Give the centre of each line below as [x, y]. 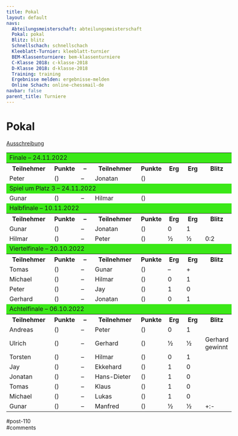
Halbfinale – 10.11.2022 [45, 208]
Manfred [107, 406]
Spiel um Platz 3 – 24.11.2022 [53, 188]
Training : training [36, 74]
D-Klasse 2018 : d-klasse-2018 [50, 68]
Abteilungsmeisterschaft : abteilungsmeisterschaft [77, 29]
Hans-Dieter [113, 377]
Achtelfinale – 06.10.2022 [47, 309]
